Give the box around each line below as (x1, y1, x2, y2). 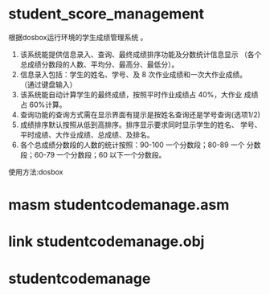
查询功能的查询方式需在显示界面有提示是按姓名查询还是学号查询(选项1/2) (19, 109, 261, 119)
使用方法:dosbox (8, 166, 63, 177)
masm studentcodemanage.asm (8, 196, 230, 214)
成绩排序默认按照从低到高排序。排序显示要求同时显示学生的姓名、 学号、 (19, 120, 262, 129)
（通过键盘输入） (19, 80, 77, 89)
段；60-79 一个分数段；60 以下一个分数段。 (19, 150, 166, 159)
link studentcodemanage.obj (8, 232, 205, 251)
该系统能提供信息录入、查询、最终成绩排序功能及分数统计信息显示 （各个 (19, 49, 262, 59)
